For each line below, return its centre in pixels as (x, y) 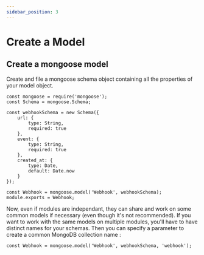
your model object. (30, 85)
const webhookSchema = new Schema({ (53, 112)
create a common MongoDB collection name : (64, 234)
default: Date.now (51, 171)
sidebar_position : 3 (33, 12)
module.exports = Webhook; (40, 197)
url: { (26, 118)
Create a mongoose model (57, 64)
